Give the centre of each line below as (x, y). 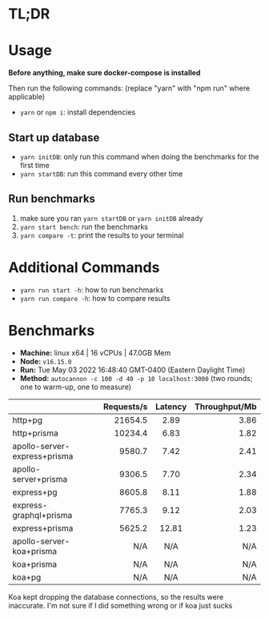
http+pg (27, 419)
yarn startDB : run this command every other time (101, 174)
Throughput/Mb (226, 407)
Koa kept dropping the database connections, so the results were (116, 596)
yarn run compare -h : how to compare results (95, 298)
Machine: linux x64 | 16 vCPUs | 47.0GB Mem (95, 352)
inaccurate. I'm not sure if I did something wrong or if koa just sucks (120, 605)
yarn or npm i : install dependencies (78, 112)
